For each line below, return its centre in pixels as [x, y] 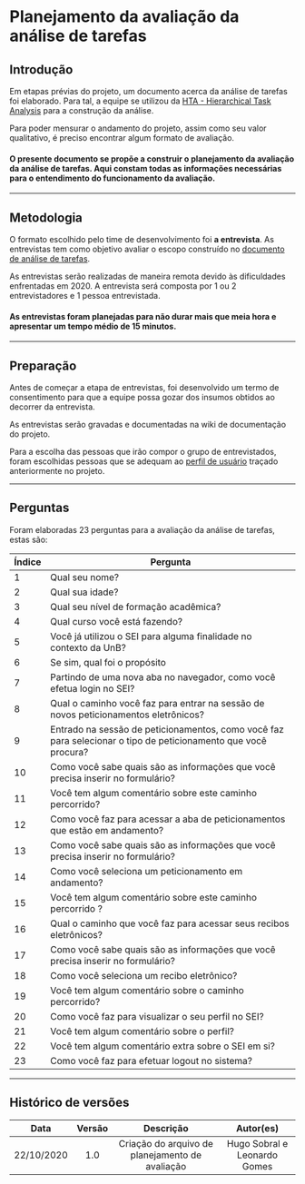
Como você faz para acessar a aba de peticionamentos [167, 819]
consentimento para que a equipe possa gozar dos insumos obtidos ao [142, 398]
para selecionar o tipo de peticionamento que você [158, 740]
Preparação [43, 365]
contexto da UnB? [88, 647]
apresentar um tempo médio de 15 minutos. [93, 326]
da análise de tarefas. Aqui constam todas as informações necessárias [146, 168]
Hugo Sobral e [257, 1143]
